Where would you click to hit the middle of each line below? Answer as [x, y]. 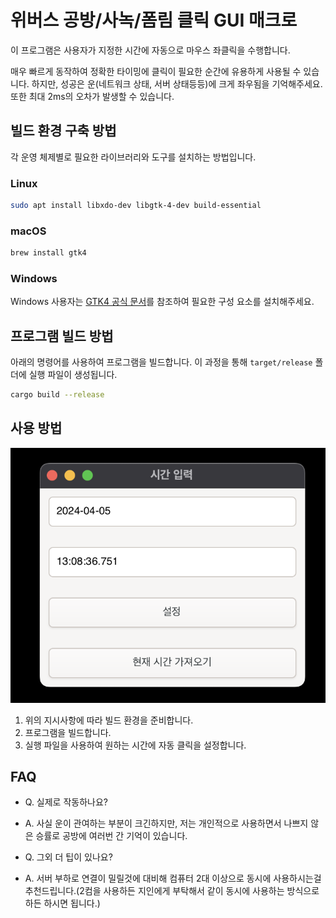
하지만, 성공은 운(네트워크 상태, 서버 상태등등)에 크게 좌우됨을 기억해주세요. [177, 83]
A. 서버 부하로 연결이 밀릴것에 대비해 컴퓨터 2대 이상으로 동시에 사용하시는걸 [173, 878]
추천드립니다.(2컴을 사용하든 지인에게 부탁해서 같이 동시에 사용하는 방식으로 [172, 891]
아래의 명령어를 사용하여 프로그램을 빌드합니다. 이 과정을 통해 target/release [161, 362]
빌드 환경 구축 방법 [63, 131]
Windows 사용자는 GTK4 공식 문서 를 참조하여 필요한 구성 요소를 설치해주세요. [162, 302]
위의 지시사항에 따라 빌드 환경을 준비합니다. [109, 720]
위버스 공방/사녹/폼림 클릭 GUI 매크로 [154, 20]
